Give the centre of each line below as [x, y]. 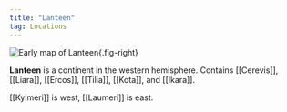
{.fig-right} [119, 52]
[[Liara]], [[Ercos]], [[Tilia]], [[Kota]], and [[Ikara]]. [102, 79]
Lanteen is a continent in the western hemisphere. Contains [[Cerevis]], [144, 70]
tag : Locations [38, 26]
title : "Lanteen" [42, 18]
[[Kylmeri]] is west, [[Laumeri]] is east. [82, 97]
